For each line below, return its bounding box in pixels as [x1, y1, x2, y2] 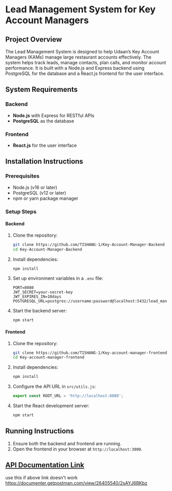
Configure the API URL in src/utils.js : [12, 384, 96, 390]
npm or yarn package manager [12, 195, 79, 201]
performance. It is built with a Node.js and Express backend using [5, 65, 145, 71]
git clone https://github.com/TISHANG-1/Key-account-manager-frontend [12, 350, 167, 355]
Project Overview [5, 35, 62, 44]
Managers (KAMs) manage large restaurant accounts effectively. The [5, 54, 151, 60]
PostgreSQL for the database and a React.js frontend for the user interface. [5, 70, 164, 77]
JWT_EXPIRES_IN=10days [12, 294, 62, 299]
